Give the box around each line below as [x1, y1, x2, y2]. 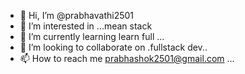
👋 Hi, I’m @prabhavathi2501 [19, 10, 135, 21]
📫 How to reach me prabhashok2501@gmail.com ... [19, 53, 235, 64]
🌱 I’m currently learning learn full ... [19, 31, 165, 42]
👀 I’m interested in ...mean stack [19, 20, 153, 32]
